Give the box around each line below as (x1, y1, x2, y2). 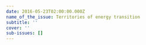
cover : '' (6, 25, 30, 31)
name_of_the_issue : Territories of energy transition (6, 14, 141, 20)
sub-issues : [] (6, 30, 43, 36)
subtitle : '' (6, 19, 38, 25)
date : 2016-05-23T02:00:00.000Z (6, 8, 85, 15)
